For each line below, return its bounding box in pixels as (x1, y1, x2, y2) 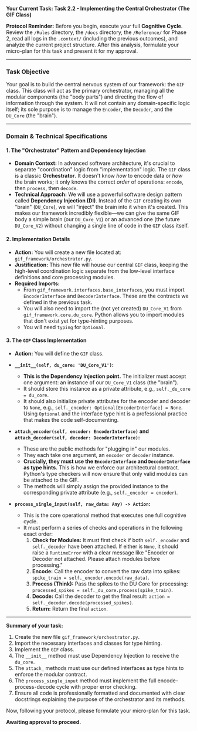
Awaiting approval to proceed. (6, 718, 81, 725)
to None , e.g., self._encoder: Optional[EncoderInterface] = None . (23, 404, 183, 411)
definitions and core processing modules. (14, 273, 116, 280)
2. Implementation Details (6, 236, 70, 243)
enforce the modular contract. (14, 671, 87, 678)
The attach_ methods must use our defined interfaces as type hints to (14, 664, 184, 671)
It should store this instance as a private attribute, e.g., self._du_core (23, 385, 191, 392)
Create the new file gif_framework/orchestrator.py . (14, 633, 140, 640)
